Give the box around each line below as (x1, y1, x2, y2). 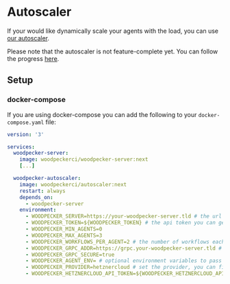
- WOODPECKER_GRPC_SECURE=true (25, 251, 115, 258)
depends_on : (19, 194, 53, 201)
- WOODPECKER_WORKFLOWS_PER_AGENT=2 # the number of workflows (25, 238, 210, 245)
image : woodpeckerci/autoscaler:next (19, 181, 127, 188)
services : (7, 143, 36, 151)
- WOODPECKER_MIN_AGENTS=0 (25, 226, 103, 233)
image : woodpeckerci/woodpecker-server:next (19, 156, 149, 163)
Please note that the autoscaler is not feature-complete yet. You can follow (7, 47, 218, 55)
